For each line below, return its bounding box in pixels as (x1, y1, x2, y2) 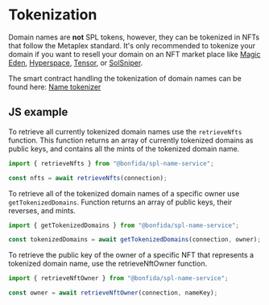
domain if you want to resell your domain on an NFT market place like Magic (8, 49, 261, 59)
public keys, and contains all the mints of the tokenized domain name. (8, 143, 240, 154)
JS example (8, 105, 68, 119)
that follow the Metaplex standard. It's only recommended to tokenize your (8, 40, 256, 50)
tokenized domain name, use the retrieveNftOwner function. (8, 259, 208, 269)
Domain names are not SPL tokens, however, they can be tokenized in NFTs (8, 32, 260, 42)
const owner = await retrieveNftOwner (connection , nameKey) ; (8, 289, 218, 297)
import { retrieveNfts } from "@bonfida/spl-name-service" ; (8, 159, 215, 167)
